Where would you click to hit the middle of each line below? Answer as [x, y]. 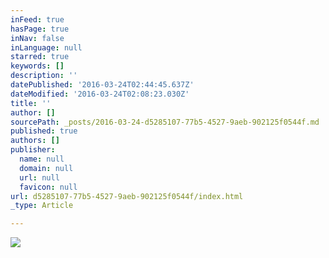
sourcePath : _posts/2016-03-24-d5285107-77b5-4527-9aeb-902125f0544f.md [165, 122]
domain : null [46, 168]
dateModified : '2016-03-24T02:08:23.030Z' [100, 94]
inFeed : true [37, 19]
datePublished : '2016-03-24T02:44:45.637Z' [102, 85]
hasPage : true [40, 29]
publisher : [33, 150]
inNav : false [37, 38]
